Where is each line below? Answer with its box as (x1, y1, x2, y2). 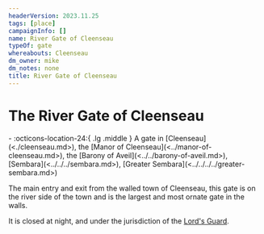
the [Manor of (78, 142, 124, 152)
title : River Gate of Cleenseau (8, 72, 117, 80)
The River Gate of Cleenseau (8, 107, 204, 125)
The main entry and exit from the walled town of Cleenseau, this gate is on (8, 183, 256, 193)
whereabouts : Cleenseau (8, 49, 89, 57)
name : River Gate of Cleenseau (8, 34, 114, 43)
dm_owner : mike (8, 57, 60, 65)
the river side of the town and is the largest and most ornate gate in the (8, 191, 245, 202)
